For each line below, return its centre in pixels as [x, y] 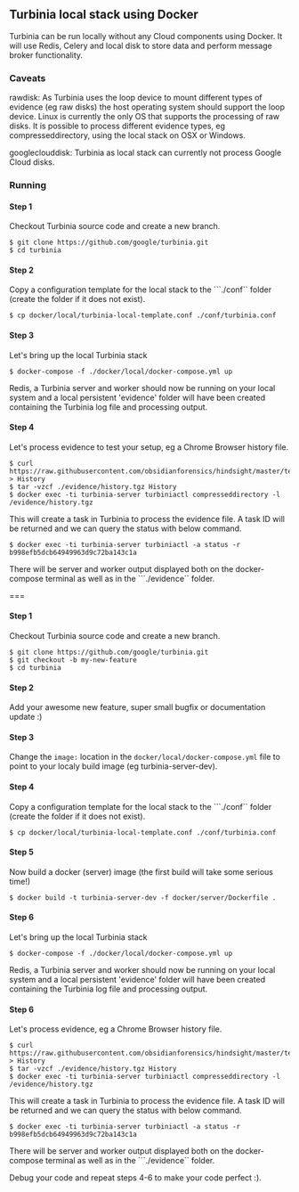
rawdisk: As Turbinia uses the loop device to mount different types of [136, 98]
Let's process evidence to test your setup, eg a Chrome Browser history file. [149, 447]
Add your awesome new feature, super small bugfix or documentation [137, 707]
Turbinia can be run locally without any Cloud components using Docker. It [146, 36]
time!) [20, 881]
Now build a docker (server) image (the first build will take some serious [141, 871]
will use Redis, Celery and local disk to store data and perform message [141, 45]
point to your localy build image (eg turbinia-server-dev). [113, 766]
